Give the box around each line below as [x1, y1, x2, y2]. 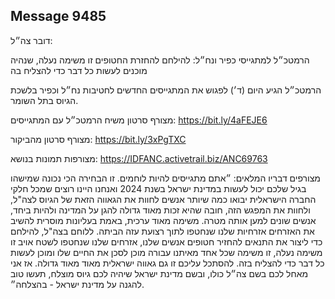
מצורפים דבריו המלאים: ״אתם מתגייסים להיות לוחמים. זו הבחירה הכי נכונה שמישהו [10, 172, 321, 184]
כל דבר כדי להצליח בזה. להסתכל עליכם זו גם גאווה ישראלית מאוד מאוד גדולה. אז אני [10, 257, 325, 269]
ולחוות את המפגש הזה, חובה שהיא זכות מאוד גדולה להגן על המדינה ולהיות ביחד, [10, 204, 311, 216]
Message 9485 [10, 8, 107, 25]
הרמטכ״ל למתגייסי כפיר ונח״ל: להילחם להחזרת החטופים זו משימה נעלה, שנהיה [10, 54, 310, 66]
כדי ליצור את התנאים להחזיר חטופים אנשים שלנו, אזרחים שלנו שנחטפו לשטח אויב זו [10, 235, 323, 248]
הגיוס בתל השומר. [10, 94, 79, 106]
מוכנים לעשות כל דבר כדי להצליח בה [10, 64, 148, 76]
